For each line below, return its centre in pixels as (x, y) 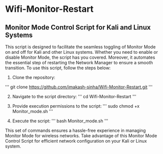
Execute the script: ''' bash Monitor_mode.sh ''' (60, 121)
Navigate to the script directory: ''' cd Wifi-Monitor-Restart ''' (74, 96)
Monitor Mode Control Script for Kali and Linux (78, 27)
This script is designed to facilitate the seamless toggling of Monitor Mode (81, 47)
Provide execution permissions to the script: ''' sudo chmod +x (76, 106)
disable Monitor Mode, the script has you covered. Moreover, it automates (80, 57)
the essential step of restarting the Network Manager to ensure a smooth (79, 62)
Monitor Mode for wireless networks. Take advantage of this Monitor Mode (81, 136)
